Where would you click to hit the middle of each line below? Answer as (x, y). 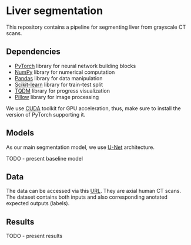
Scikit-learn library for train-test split (59, 84)
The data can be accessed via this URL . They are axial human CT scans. (93, 191)
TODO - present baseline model (45, 158)
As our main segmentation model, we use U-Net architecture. (80, 147)
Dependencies (33, 52)
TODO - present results (34, 236)
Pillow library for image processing (57, 97)
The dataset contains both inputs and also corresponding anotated (87, 197)
